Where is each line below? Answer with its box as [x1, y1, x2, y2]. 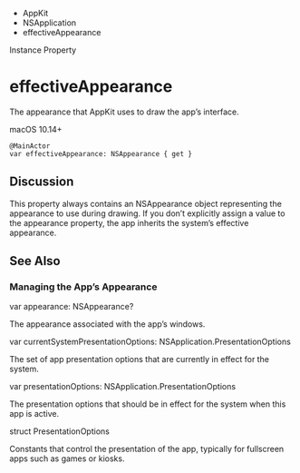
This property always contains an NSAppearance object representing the [9, 198, 283, 209]
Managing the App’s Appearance [9, 281, 158, 293]
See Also [9, 253, 61, 269]
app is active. [9, 409, 60, 419]
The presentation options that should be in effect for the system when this [9, 399, 286, 409]
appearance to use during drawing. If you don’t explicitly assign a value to [9, 208, 285, 219]
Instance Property [9, 44, 77, 55]
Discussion [9, 174, 74, 190]
